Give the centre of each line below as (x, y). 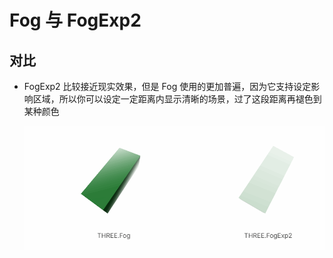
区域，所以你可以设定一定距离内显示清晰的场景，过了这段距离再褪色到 (177, 99)
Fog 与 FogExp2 (75, 20)
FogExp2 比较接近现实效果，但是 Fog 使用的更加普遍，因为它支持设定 (167, 86)
